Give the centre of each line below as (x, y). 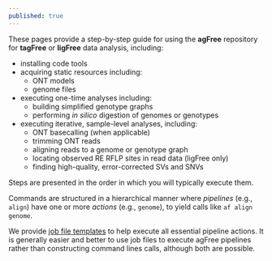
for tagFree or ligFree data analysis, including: (86, 47)
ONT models (53, 80)
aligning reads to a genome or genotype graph (110, 149)
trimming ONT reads (67, 141)
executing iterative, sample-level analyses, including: (108, 123)
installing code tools (54, 63)
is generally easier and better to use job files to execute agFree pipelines (130, 239)
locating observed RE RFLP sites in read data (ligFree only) (130, 158)
